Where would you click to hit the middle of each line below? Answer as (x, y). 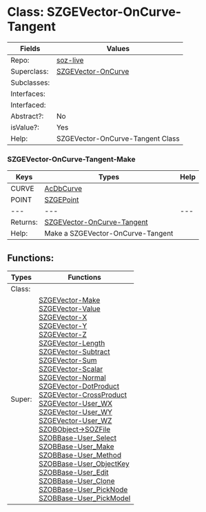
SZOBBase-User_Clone (77, 481)
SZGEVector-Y (63, 326)
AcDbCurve (63, 189)
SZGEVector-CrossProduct (83, 395)
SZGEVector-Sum (68, 360)
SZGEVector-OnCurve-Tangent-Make (71, 159)
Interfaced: (28, 105)
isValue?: (25, 127)
